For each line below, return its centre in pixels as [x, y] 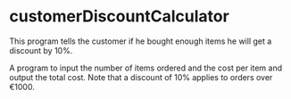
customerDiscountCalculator [119, 16]
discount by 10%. [41, 50]
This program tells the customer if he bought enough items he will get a [141, 41]
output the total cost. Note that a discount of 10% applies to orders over [141, 77]
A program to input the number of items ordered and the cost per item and [146, 68]
